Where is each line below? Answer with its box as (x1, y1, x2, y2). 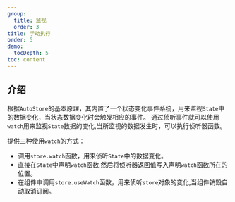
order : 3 (13, 23, 40, 30)
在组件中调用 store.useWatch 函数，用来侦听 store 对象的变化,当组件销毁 (17, 177, 222, 187)
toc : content (7, 56, 46, 63)
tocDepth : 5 (13, 50, 49, 57)
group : (7, 10, 27, 18)
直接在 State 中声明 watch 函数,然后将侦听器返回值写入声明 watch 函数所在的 (17, 160, 228, 169)
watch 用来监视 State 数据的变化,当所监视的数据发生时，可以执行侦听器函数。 (7, 121, 227, 130)
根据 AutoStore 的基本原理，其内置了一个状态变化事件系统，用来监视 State (7, 103, 219, 113)
